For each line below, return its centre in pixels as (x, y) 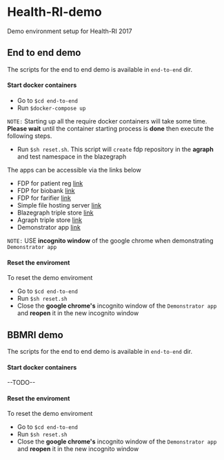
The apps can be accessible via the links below (74, 170)
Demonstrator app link (49, 227)
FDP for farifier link (44, 198)
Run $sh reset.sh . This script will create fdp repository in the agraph (115, 149)
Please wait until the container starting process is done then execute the (111, 128)
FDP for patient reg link (50, 183)
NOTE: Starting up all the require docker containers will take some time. (107, 121)
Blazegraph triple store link (55, 212)
